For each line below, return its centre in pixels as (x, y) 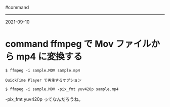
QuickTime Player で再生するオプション (44, 80)
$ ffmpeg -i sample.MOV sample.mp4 (43, 70)
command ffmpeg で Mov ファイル (78, 44)
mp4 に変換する (49, 57)
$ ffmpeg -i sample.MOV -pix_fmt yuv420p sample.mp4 (62, 89)
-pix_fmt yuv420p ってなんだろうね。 (44, 99)
